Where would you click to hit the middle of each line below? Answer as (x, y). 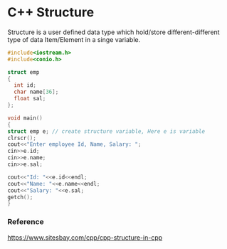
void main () (25, 118)
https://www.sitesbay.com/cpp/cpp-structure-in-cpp (85, 237)
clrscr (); (22, 138)
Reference (26, 222)
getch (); (20, 197)
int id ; (25, 85)
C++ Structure (51, 12)
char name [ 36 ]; (36, 92)
